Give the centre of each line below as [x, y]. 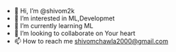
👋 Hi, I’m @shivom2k [44, 11]
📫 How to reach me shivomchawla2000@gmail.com [91, 41]
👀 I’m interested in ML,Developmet [64, 18]
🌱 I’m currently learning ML [54, 26]
